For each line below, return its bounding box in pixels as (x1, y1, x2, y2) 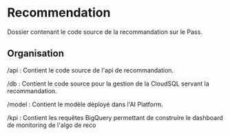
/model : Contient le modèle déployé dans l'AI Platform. (7, 100, 163, 108)
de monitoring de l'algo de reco (7, 121, 96, 129)
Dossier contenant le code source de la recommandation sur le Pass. (7, 28, 203, 36)
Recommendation (7, 5, 111, 21)
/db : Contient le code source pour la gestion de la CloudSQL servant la (7, 79, 210, 88)
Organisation (7, 48, 64, 59)
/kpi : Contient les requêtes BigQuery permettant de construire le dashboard (7, 113, 224, 122)
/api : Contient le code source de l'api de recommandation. (7, 66, 174, 74)
